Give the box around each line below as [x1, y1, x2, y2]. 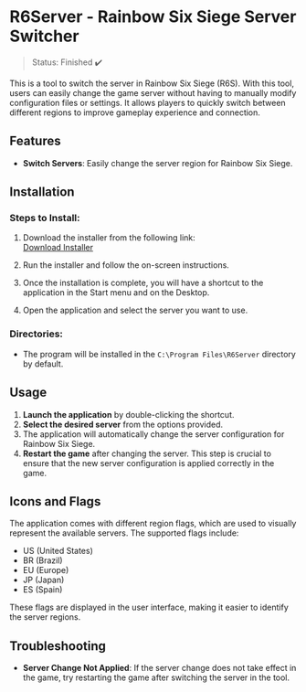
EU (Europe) [22, 565, 69, 576]
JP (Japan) [22, 574, 65, 586]
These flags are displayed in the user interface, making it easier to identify [9, 602, 290, 613]
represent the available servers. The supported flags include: [9, 527, 239, 538]
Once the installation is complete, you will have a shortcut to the [22, 277, 264, 289]
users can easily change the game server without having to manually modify [9, 87, 297, 98]
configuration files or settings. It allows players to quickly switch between [9, 97, 286, 108]
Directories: [9, 327, 64, 340]
